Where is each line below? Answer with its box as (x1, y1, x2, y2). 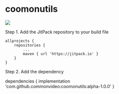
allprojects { (5, 38, 35, 43)
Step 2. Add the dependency (5, 68, 64, 74)
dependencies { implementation (5, 78, 70, 84)
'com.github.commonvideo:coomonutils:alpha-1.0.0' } (5, 83, 115, 89)
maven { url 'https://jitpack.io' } (23, 51, 99, 56)
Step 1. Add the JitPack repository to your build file (5, 29, 109, 35)
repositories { (14, 43, 46, 48)
